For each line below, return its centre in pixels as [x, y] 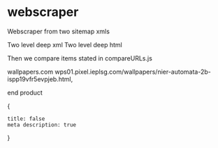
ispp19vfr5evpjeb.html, [40, 79]
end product [25, 92]
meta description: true [42, 125]
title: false [26, 119]
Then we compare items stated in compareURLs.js [80, 58]
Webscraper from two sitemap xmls [59, 31]
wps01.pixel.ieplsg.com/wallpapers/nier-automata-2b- [133, 72]
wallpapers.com [30, 72]
